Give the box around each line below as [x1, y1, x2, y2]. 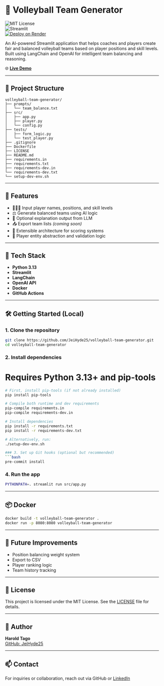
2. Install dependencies [5, 353, 62, 360]
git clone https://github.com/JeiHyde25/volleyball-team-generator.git [5, 338, 154, 343]
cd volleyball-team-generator [5, 342, 67, 347]
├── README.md [5, 153, 34, 157]
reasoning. [5, 56, 27, 61]
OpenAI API [12, 280, 37, 286]
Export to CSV [12, 557, 41, 563]
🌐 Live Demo [5, 65, 32, 71]
